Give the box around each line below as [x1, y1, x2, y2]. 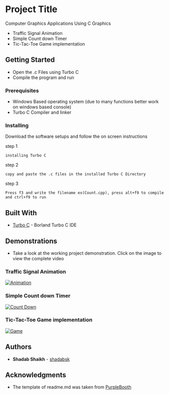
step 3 [5, 181, 19, 187]
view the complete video [12, 255, 64, 261]
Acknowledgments [5, 371, 67, 379]
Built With [5, 209, 37, 217]
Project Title [5, 4, 58, 15]
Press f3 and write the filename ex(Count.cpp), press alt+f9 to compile [5, 190, 164, 195]
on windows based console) [12, 104, 72, 110]
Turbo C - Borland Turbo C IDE [12, 222, 77, 228]
